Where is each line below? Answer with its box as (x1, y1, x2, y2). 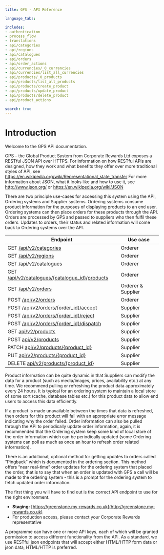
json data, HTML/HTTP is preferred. (5, 544, 77, 550)
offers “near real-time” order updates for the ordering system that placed (5, 464, 152, 470)
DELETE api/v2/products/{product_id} (7, 360, 94, 367)
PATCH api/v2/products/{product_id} (7, 344, 92, 351)
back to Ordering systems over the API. (5, 225, 84, 231)
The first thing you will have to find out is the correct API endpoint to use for (5, 489, 158, 495)
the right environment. (5, 494, 50, 500)
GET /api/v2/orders (7, 285, 52, 292)
